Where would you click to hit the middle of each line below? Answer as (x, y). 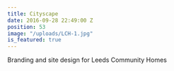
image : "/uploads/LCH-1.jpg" (50, 33)
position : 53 (27, 27)
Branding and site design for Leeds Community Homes (87, 60)
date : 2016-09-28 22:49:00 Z (50, 20)
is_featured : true (34, 40)
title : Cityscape (33, 14)
